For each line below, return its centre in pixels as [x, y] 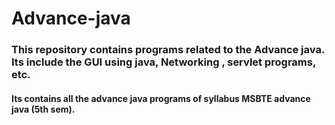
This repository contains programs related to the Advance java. [168, 50]
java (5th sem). [43, 109]
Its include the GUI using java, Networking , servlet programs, [163, 62]
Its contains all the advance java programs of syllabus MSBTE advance [161, 98]
